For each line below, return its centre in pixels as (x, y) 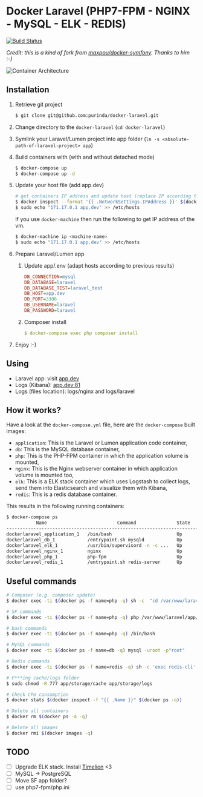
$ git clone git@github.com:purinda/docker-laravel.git (87, 115)
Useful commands (41, 581)
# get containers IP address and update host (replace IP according (103, 196)
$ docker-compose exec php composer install (81, 333)
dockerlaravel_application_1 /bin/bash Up (94, 534)
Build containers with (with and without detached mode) (85, 157)
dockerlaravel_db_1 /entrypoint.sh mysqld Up (94, 540)
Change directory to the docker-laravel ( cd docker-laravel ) (90, 127)
